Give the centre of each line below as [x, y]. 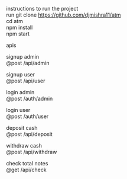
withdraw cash [24, 146]
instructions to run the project [42, 9]
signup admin [23, 57]
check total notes [27, 163]
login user [18, 110]
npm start [18, 34]
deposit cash [22, 128]
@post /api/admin [28, 63]
